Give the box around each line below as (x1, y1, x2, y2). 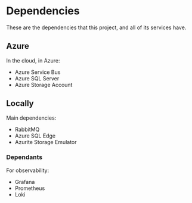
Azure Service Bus (14, 68, 61, 76)
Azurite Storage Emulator (14, 138, 77, 145)
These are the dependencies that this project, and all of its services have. (6, 24, 187, 31)
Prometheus (14, 185, 45, 192)
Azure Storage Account (14, 81, 73, 88)
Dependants (6, 153, 43, 161)
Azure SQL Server (14, 74, 60, 82)
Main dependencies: (6, 114, 57, 121)
